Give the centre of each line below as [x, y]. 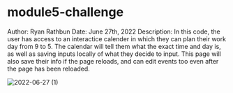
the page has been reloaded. [49, 69]
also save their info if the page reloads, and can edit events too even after [113, 61]
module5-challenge [66, 12]
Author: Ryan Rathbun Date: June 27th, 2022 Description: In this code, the [114, 31]
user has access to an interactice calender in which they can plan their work [117, 38]
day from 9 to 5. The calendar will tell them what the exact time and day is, [114, 46]
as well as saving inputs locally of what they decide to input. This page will [114, 54]
